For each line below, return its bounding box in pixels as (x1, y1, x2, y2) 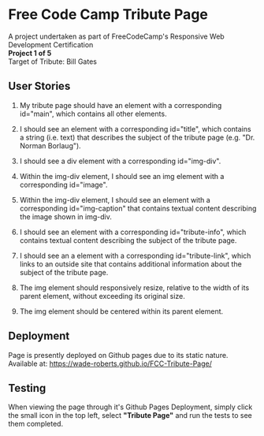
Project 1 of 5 (8, 48, 52, 58)
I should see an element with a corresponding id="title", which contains (19, 124, 251, 133)
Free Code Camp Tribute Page (8, 6, 209, 24)
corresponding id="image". (19, 180, 108, 189)
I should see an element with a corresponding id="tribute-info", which (19, 227, 247, 237)
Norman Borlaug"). (19, 140, 81, 151)
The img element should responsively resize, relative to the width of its (19, 282, 250, 293)
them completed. (8, 419, 64, 429)
